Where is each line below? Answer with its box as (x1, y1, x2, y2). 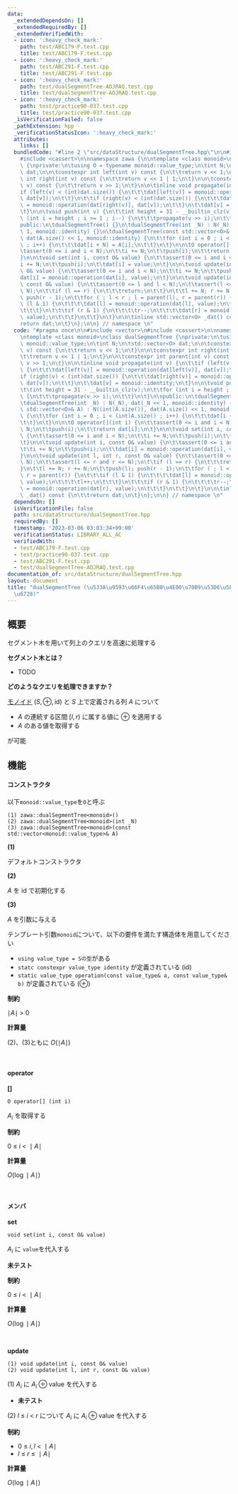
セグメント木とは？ (7, 654, 64, 662)
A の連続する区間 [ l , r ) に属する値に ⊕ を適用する (17, 713, 163, 721)
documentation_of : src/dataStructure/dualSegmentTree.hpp (7, 571, 182, 578)
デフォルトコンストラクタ (7, 857, 82, 866)
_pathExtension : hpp (13, 122, 74, 130)
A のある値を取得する (17, 721, 80, 730)
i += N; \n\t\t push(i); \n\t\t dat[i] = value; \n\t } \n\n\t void (20, 261, 201, 268)
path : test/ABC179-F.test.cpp (20, 43, 110, 50)
